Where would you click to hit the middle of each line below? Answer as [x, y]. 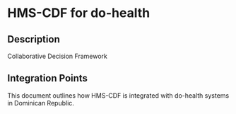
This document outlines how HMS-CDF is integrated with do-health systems [118, 95]
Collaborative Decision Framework [57, 56]
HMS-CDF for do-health [79, 13]
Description [34, 39]
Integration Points [48, 78]
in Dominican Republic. [41, 103]
